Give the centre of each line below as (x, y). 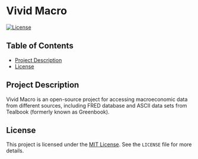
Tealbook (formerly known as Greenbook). (58, 112)
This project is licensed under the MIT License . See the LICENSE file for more (99, 145)
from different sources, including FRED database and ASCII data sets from (97, 105)
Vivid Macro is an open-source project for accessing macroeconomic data (97, 99)
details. (15, 151)
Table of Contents (40, 46)
